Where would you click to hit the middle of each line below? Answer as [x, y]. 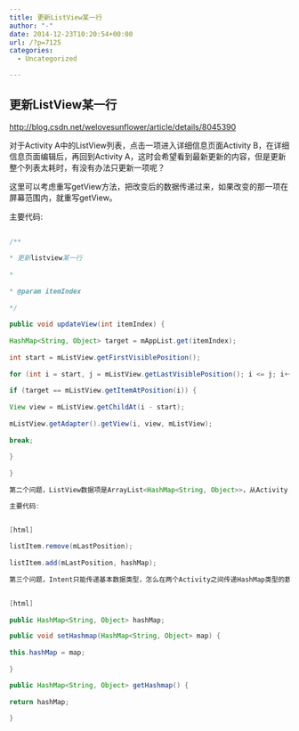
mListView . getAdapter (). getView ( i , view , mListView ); [111, 424]
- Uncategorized [47, 59]
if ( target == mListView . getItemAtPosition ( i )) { [103, 391]
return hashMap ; [39, 702]
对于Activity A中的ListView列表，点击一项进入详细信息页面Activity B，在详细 [149, 145]
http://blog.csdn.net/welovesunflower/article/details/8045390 [123, 126]
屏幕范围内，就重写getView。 [63, 198]
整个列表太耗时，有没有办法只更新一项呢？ [87, 167]
